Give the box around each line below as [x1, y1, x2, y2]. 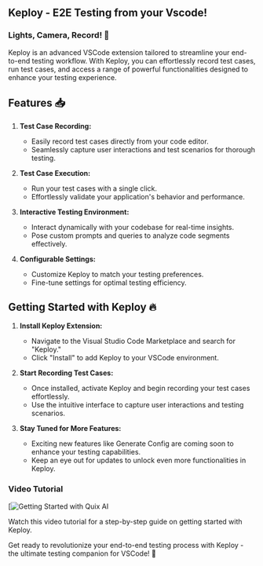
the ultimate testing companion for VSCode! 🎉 [8, 549, 157, 558]
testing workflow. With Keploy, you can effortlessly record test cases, [31, 56, 256, 65]
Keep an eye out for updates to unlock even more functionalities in [31, 455, 247, 466]
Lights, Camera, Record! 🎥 [8, 30, 110, 41]
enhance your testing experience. [8, 72, 117, 82]
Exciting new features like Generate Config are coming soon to [31, 439, 234, 448]
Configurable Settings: [19, 254, 96, 264]
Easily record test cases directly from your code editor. [31, 137, 210, 146]
